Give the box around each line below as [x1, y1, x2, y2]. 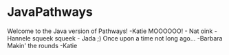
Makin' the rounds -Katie [7, 41, 78, 49]
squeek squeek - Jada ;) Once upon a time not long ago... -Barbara [32, 34, 223, 42]
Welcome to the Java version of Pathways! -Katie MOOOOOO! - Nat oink [7, 27, 213, 35]
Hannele [7, 34, 31, 42]
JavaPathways [7, 4, 93, 20]
